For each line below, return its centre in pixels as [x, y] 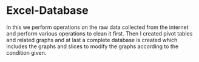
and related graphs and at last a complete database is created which [92, 40]
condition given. [26, 52]
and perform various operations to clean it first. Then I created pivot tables [99, 33]
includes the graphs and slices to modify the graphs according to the [93, 46]
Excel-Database [48, 11]
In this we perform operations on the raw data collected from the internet [98, 27]
